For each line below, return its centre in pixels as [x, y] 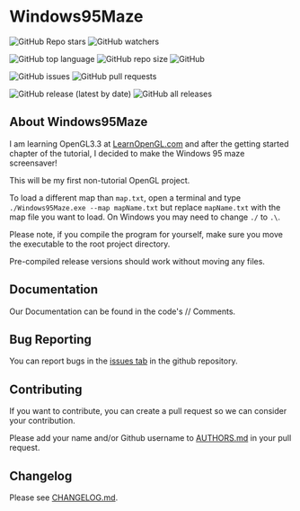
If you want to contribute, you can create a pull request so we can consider [148, 411]
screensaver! [34, 163]
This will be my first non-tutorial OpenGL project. [100, 180]
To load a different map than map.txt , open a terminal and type [125, 197]
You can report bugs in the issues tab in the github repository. [124, 361]
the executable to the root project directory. [90, 244]
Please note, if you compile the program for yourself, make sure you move [146, 234]
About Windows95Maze [79, 122]
